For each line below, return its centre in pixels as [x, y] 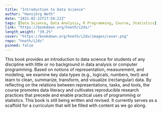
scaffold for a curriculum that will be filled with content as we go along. [76, 105]
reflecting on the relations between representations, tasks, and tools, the [77, 85]
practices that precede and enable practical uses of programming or [73, 95]
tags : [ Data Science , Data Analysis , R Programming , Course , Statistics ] [81, 23]
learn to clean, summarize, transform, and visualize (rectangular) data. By [78, 80]
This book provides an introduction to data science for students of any [75, 59]
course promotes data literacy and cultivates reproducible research [72, 90]
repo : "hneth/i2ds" [25, 41]
